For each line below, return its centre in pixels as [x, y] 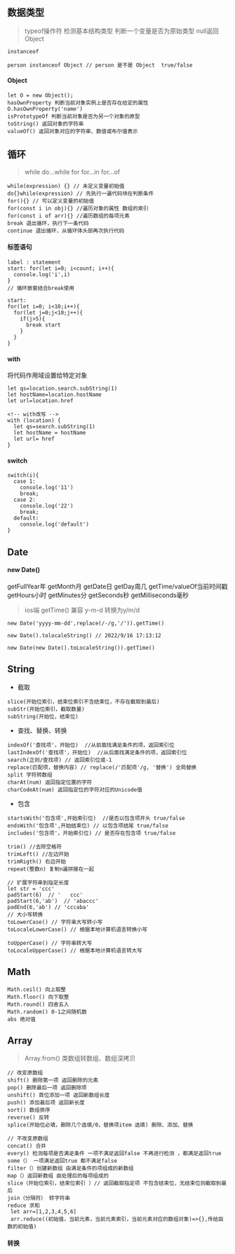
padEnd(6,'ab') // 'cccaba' [48, 907]
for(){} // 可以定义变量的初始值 [51, 201]
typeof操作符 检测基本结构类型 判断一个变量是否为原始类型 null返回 [121, 31]
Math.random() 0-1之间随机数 [47, 1011]
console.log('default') [55, 524]
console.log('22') [47, 506]
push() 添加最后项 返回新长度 [46, 1103]
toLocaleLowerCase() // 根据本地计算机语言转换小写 [78, 929]
